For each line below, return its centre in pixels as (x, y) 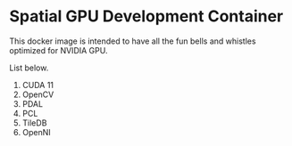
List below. (29, 68)
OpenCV (38, 94)
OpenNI (36, 132)
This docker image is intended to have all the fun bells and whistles (133, 41)
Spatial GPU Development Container (146, 16)
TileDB (34, 123)
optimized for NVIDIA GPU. (58, 50)
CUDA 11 (38, 85)
